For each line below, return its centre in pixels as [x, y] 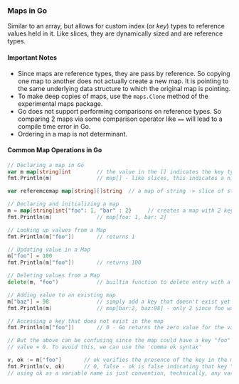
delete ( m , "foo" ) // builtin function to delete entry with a [119, 282]
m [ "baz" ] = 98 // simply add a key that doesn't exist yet [119, 302]
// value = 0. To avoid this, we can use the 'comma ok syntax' [105, 347]
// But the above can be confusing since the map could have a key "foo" [119, 341]
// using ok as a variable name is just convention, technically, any [114, 373]
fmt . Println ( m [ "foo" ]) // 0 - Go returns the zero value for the [116, 328]
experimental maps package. [60, 103]
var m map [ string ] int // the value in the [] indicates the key [116, 172]
